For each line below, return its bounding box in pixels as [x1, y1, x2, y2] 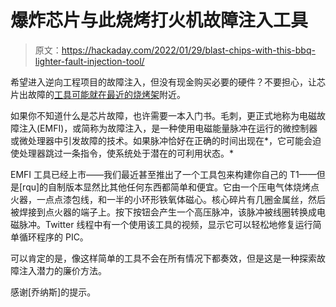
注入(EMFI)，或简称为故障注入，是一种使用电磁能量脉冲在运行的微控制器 [18, 122, 318, 134]
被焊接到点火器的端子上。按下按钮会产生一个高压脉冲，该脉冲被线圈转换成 [10, 206, 317, 218]
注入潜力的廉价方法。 [18, 264, 107, 276]
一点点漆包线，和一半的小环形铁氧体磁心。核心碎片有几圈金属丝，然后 [36, 193, 326, 205]
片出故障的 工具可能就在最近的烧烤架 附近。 [10, 88, 186, 100]
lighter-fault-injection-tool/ [34, 55, 145, 67]
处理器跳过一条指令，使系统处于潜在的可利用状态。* [18, 147, 235, 159]
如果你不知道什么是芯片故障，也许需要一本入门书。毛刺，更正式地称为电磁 [10, 109, 317, 121]
